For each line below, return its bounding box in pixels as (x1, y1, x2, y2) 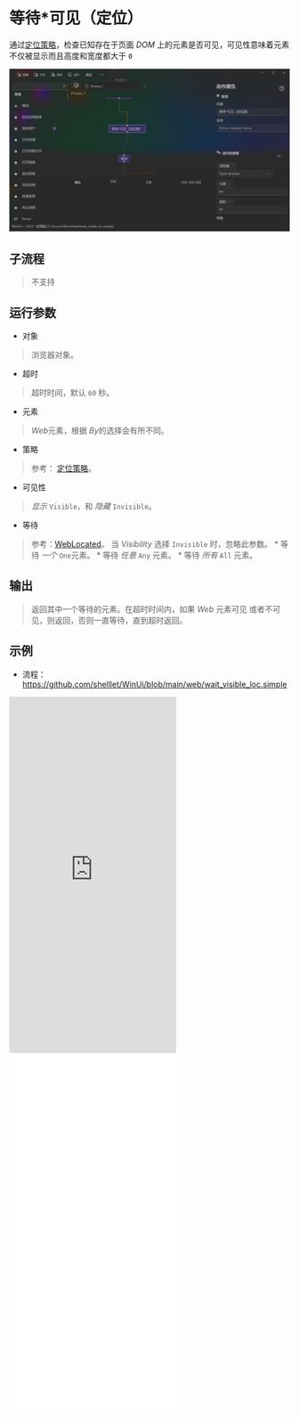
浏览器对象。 (30, 349, 78, 360)
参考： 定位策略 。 (30, 462, 96, 473)
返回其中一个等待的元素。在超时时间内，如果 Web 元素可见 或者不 (30, 603, 273, 615)
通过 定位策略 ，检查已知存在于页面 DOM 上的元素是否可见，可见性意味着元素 (9, 39, 290, 50)
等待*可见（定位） (9, 8, 143, 29)
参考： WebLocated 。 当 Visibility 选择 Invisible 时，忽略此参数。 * (30, 538, 279, 549)
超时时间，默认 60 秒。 (30, 387, 114, 397)
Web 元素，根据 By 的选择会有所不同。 (30, 425, 169, 436)
